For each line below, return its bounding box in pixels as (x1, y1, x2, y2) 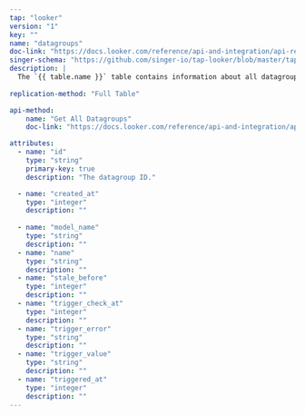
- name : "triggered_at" (17, 374, 107, 384)
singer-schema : (9, 55, 67, 64)
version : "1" (9, 22, 59, 31)
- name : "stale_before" (17, 273, 107, 282)
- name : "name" (17, 248, 75, 257)
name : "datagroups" (9, 38, 84, 48)
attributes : (9, 139, 54, 148)
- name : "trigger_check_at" (17, 299, 124, 308)
